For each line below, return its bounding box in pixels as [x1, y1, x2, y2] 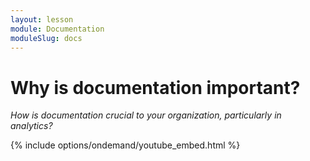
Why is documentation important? [10, 76, 301, 99]
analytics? [10, 120, 53, 132]
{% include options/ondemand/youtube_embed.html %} [10, 139, 241, 151]
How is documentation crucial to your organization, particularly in [10, 109, 282, 121]
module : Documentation [10, 24, 105, 34]
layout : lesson [10, 14, 74, 25]
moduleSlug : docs [10, 33, 83, 43]
